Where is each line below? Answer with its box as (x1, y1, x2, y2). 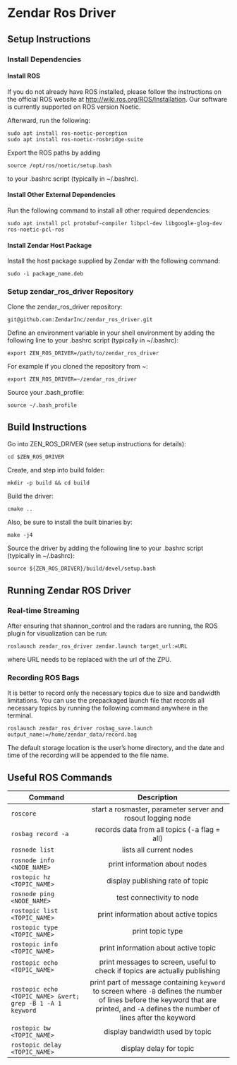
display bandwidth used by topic (103, 1027, 212, 1037)
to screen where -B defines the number (92, 987, 223, 996)
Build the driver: (7, 492, 54, 501)
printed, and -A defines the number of (95, 1004, 220, 1014)
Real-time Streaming (7, 605, 80, 615)
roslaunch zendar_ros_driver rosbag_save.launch (7, 725, 153, 732)
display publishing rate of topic (107, 876, 209, 886)
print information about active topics (97, 910, 218, 920)
